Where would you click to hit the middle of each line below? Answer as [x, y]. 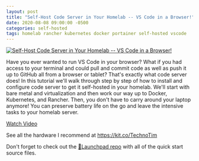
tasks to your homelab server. [42, 112]
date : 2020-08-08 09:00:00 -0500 [47, 22]
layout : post [22, 12]
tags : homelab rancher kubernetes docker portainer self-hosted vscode [96, 34]
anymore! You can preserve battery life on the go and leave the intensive [95, 106]
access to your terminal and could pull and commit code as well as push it [96, 68]
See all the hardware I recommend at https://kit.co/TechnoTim [82, 135]
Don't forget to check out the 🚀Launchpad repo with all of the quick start [95, 147]
